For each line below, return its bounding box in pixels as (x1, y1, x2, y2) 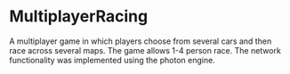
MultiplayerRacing (9, 6, 149, 27)
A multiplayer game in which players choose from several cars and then (9, 36, 272, 46)
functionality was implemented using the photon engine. (9, 54, 215, 65)
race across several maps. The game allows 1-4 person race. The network (9, 45, 282, 55)
